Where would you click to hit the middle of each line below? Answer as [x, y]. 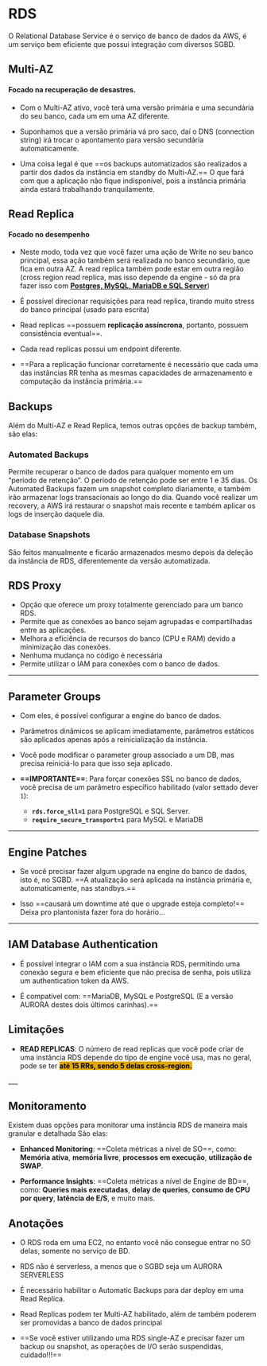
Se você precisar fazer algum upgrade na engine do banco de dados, [133, 871]
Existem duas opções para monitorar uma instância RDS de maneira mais [128, 1125]
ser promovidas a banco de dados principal [91, 1323]
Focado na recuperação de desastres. [72, 89]
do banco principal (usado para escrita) [84, 310]
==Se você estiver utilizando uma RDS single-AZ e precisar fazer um [132, 1338]
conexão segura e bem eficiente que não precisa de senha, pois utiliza [135, 972]
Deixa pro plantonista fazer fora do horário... [92, 911]
